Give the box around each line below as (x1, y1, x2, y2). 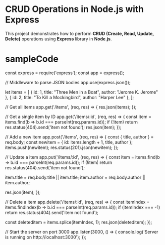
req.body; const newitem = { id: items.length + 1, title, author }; (5, 139, 133, 145)
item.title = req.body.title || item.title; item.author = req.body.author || (5, 174, 146, 180)
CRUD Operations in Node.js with (5, 3, 144, 15)
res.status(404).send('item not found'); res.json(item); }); (5, 124, 121, 130)
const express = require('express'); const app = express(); (5, 70, 125, 76)
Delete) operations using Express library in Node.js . (5, 36, 112, 42)
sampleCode (5, 53, 58, 65)
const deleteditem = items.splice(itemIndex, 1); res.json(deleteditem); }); (5, 219, 152, 225)
